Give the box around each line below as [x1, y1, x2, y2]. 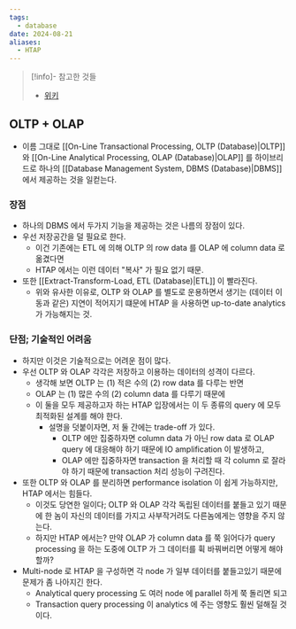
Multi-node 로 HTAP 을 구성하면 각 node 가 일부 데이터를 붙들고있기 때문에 [21, 565, 283, 576]
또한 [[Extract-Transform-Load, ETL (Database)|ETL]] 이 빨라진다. [21, 276, 258, 286]
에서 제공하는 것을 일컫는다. [21, 174, 118, 184]
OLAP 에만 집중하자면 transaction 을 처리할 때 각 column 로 [61, 454, 269, 465]
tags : [9, 12, 29, 22]
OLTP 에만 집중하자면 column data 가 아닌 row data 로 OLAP [61, 432, 275, 443]
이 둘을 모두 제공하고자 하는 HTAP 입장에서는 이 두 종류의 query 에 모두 [34, 400, 282, 410]
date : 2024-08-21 [9, 29, 73, 38]
